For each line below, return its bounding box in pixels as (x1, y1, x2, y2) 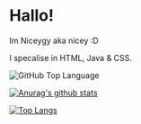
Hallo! (9, 5, 54, 26)
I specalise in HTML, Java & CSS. (9, 52, 133, 63)
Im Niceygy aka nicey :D (9, 35, 99, 46)
